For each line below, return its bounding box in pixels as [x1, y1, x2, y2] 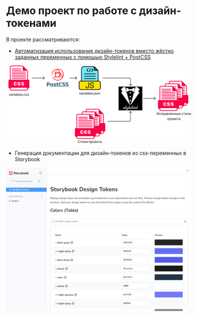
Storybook [14, 155, 40, 162]
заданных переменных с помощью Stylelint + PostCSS [14, 53, 151, 60]
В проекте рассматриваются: [6, 36, 80, 43]
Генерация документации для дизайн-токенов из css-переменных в [14, 149, 186, 156]
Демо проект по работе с [6, 4, 137, 18]
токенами [6, 16, 57, 30]
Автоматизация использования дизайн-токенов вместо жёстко [14, 47, 174, 54]
